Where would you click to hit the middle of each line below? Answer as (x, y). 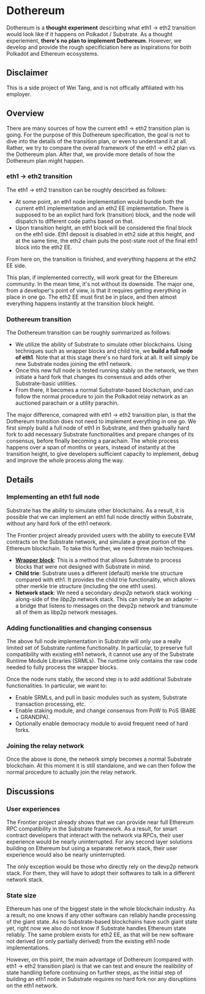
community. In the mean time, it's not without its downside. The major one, (100, 284)
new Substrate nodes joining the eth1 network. (74, 364)
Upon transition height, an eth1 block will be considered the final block (104, 228)
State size (21, 895)
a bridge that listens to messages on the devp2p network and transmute (106, 605)
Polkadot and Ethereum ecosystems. (53, 53)
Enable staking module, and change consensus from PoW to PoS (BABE (106, 711)
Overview (25, 114)
